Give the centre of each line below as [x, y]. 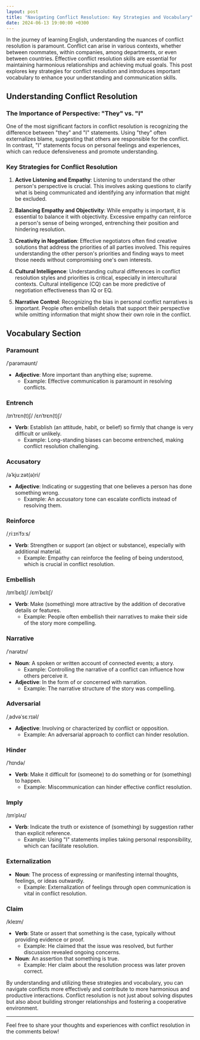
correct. [33, 972]
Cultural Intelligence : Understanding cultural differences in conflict [97, 271]
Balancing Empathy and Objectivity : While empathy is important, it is [100, 210]
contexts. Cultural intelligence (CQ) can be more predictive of [90, 284]
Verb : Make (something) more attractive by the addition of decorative [100, 604]
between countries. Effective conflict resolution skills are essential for [91, 59]
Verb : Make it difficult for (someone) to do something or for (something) [103, 774]
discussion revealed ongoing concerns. [72, 952]
